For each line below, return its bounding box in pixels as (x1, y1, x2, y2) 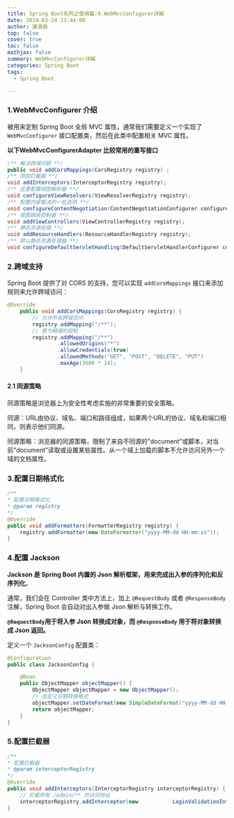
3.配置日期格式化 (7, 473, 65, 483)
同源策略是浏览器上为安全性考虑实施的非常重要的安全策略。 (7, 399, 178, 407)
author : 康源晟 (7, 23, 48, 30)
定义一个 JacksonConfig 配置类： (7, 640, 100, 649)
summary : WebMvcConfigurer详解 (7, 56, 96, 63)
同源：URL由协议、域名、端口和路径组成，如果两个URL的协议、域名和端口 (7, 414, 221, 422)
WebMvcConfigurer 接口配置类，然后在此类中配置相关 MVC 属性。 (7, 131, 193, 139)
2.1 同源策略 (7, 382, 42, 391)
